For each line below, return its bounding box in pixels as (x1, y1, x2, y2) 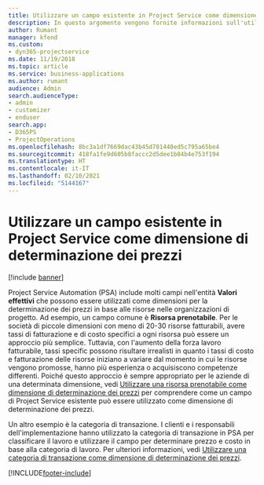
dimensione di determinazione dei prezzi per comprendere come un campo (8, 388, 253, 397)
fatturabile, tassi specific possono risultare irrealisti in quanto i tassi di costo (8, 346, 254, 356)
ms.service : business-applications (8, 70, 125, 78)
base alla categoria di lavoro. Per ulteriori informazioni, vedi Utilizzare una (8, 444, 247, 454)
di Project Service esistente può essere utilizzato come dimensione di (8, 396, 233, 405)
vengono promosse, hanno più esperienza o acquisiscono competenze (8, 363, 238, 372)
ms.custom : (8, 41, 44, 49)
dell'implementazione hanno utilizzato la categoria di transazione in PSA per (8, 428, 255, 437)
